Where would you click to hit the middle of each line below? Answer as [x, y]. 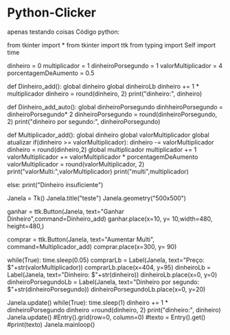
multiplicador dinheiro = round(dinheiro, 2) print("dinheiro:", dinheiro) [105, 94]
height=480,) [26, 226]
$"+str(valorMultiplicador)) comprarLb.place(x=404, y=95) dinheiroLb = [109, 267]
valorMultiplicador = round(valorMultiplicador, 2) [76, 164]
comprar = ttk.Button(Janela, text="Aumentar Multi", [81, 239]
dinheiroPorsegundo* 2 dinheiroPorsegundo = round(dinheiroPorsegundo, [112, 114]
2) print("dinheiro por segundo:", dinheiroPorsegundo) [84, 121]
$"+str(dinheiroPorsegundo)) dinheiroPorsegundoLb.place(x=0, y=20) [106, 289]
